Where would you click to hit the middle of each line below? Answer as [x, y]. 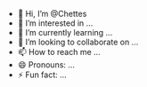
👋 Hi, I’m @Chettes [52, 14]
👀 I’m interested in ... [55, 23]
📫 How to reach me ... [59, 52]
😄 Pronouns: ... [46, 65]
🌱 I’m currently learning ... [65, 32]
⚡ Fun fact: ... [42, 75]
